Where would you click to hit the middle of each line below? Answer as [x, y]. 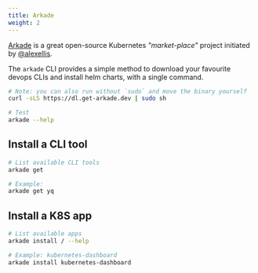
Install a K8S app [50, 215]
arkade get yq [31, 191]
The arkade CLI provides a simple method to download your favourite [120, 68]
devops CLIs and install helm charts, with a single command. [106, 77]
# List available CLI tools [54, 162]
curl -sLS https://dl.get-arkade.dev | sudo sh [87, 99]
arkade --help [31, 120]
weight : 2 [24, 23]
